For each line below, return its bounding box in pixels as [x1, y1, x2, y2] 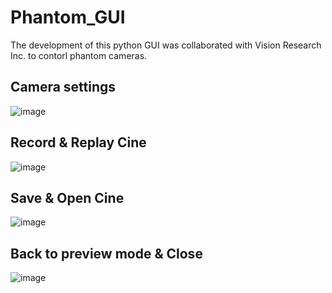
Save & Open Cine [10, 189, 125, 206]
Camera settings [10, 79, 117, 96]
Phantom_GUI [10, 6, 126, 29]
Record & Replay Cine [10, 134, 147, 151]
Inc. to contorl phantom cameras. [10, 49, 148, 61]
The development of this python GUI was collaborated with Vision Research [10, 39, 322, 51]
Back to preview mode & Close [10, 245, 203, 262]
